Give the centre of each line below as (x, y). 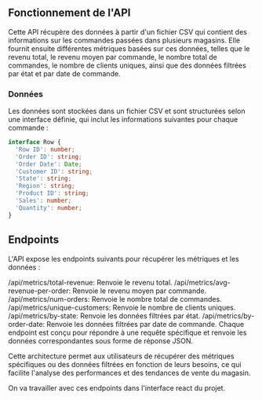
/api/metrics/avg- (202, 282)
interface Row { (35, 142)
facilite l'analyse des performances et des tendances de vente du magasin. (129, 372)
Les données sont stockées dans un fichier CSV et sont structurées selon (127, 111)
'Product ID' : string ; (52, 193)
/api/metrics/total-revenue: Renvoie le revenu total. (90, 282)
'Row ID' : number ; (45, 149)
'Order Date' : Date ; (49, 164)
